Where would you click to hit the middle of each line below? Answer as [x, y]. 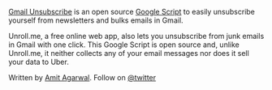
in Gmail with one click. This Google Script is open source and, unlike [124, 45]
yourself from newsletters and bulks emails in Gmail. [96, 20]
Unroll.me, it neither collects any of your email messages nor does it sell [129, 53]
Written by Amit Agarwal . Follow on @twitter [82, 77]
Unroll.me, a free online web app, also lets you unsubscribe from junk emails [136, 36]
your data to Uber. [39, 62]
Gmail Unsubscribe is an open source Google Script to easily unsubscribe [132, 12]
